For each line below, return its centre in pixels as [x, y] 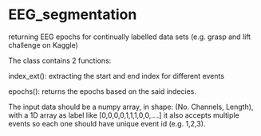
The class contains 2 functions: [60, 60]
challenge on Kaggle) [43, 45]
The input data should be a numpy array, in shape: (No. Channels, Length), [131, 107]
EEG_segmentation [73, 15]
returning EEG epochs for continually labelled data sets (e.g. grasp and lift [130, 37]
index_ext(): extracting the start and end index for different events [117, 76]
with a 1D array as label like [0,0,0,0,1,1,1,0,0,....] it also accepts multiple [124, 115]
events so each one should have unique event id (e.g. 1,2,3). [107, 123]
